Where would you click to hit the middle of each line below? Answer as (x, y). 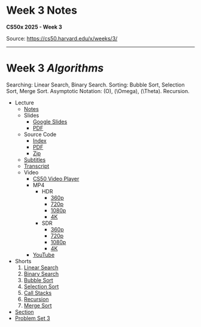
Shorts (23, 261)
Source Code (40, 134)
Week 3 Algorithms (55, 68)
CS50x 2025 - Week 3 (34, 27)
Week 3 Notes (42, 10)
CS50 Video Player (56, 178)
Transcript (36, 166)
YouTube (44, 255)
